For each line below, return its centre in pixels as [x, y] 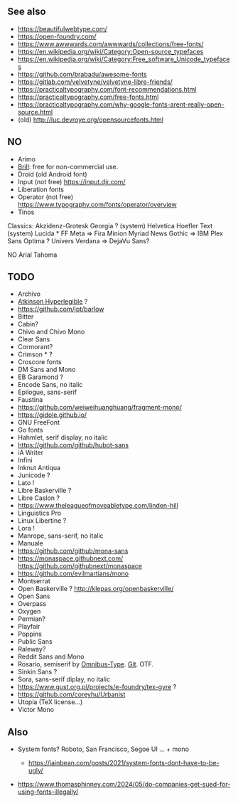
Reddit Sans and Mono [51, 656]
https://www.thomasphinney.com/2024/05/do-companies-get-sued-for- [124, 785]
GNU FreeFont [39, 422]
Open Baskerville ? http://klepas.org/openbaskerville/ [96, 589]
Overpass [32, 604]
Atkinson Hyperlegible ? [53, 302]
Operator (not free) [45, 197]
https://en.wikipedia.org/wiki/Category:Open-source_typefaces [110, 51]
